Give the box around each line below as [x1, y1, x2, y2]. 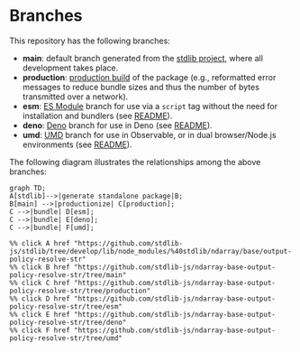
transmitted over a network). [22, 91, 129, 102]
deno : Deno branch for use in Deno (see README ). [22, 119, 214, 131]
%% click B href [9, 263, 70, 272]
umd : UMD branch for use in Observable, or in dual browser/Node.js [22, 129, 277, 140]
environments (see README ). [22, 139, 132, 150]
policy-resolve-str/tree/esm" [9, 301, 123, 311]
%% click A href [9, 238, 70, 248]
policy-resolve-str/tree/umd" [9, 333, 123, 343]
